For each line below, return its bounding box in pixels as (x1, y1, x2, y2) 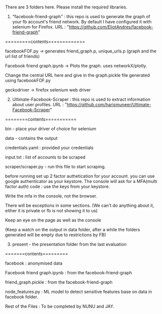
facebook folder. (5, 294, 38, 300)
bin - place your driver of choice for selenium (5, 126, 96, 132)
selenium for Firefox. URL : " (12, 24, 69, 30)
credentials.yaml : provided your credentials (5, 145, 94, 151)
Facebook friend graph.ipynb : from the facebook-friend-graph (5, 270, 132, 275)
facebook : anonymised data (5, 260, 63, 266)
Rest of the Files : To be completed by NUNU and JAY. (5, 303, 115, 309)
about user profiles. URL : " (12, 102, 67, 107)
